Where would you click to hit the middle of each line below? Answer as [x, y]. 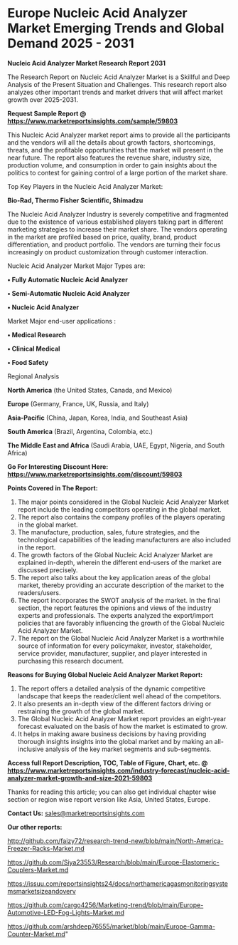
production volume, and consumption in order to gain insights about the [112, 165]
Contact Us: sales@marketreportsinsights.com [76, 813]
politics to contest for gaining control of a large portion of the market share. [118, 172]
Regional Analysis [33, 376]
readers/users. [39, 592]
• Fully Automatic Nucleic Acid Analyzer [67, 279]
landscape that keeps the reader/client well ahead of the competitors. [119, 696]
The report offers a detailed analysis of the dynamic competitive [112, 688]
